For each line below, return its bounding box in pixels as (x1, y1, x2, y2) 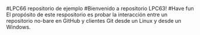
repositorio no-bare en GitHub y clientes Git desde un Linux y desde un (6, 17, 181, 24)
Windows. (6, 23, 31, 30)
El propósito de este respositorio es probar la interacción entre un (6, 11, 168, 18)
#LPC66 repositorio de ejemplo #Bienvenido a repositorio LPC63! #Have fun (6, 5, 194, 12)
